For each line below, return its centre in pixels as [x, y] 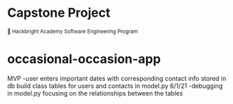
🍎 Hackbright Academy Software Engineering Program [73, 31]
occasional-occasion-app [84, 59]
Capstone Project [59, 13]
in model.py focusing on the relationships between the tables [95, 93]
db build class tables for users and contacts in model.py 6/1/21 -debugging [115, 86]
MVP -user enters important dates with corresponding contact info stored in [117, 78]
